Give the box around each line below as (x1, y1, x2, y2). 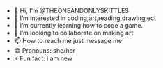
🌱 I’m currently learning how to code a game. (13, 22, 143, 29)
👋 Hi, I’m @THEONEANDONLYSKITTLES (13, 7, 130, 15)
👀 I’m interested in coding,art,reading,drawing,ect (13, 14, 157, 22)
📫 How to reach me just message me (13, 37, 123, 44)
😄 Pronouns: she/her (13, 46, 75, 55)
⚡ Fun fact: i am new (13, 54, 73, 62)
